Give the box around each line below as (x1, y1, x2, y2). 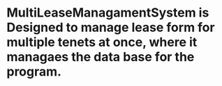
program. (6, 64, 62, 80)
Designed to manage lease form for (6, 19, 215, 35)
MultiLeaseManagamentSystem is (6, 5, 209, 21)
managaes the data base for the (6, 49, 195, 65)
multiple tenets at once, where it (6, 35, 198, 50)
